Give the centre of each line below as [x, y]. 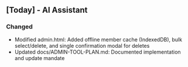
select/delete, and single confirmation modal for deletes [82, 45]
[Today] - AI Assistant [47, 10]
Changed [20, 27]
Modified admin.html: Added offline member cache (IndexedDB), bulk [98, 39]
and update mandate [40, 58]
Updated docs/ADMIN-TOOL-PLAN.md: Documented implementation [98, 52]
